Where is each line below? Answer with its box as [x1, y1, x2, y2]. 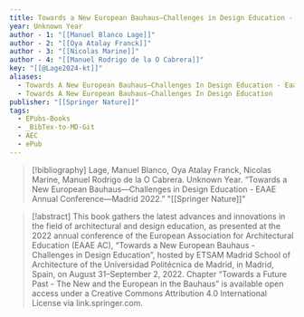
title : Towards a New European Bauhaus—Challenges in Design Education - [9, 13, 294, 23]
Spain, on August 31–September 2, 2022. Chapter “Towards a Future [31, 268, 288, 279]
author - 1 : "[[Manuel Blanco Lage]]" [9, 30, 156, 39]
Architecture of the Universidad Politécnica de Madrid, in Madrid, [31, 259, 274, 270]
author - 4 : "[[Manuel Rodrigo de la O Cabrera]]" [9, 55, 204, 64]
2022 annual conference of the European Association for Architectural [31, 230, 294, 241]
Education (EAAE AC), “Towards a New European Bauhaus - [31, 239, 256, 250]
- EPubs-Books [17, 114, 71, 123]
